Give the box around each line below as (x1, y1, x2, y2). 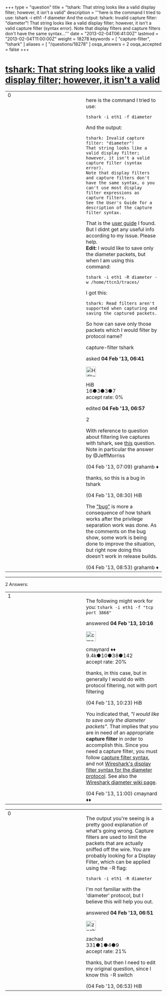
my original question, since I (86, 965, 152, 972)
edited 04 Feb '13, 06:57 (86, 405, 145, 412)
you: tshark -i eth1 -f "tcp (86, 603, 154, 610)
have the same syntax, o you (86, 180, 155, 185)
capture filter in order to (86, 735, 143, 742)
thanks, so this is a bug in (86, 474, 145, 481)
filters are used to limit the (86, 833, 147, 840)
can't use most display (86, 185, 143, 190)
